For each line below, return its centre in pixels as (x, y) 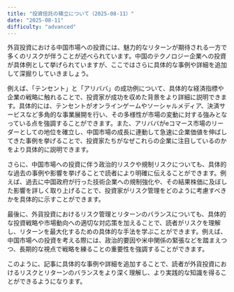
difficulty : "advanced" (42, 27)
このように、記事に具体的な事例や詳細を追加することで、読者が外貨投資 (111, 264)
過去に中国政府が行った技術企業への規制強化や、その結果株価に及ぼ (123, 182)
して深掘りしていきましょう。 (50, 73)
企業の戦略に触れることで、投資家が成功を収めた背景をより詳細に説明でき (114, 97)
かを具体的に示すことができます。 (56, 199)
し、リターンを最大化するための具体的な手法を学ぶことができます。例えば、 (117, 232)
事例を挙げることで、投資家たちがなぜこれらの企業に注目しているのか (126, 141)
